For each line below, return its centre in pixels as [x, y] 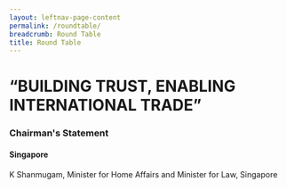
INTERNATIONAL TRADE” [105, 106]
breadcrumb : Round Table [55, 34]
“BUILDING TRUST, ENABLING [123, 86]
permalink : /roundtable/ [55, 26]
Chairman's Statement [59, 133]
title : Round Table [45, 42]
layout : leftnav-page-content [65, 17]
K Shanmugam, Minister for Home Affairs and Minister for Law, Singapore [143, 174]
